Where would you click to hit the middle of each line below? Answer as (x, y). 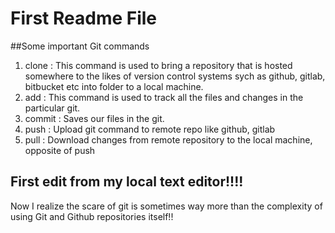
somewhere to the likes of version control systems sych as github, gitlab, (175, 76)
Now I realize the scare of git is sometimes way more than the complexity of (166, 206)
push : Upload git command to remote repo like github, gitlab (150, 129)
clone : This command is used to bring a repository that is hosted (158, 65)
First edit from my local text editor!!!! (127, 182)
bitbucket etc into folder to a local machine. (114, 86)
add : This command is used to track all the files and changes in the (164, 97)
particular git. (52, 108)
